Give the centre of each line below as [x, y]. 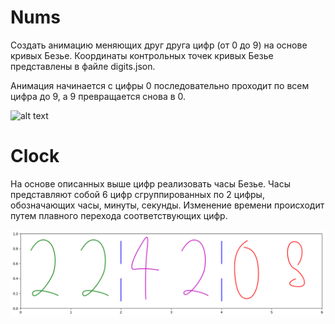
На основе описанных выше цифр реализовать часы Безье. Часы [150, 183]
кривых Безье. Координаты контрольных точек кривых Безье [142, 55]
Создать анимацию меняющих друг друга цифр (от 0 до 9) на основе [159, 45]
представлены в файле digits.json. [83, 66]
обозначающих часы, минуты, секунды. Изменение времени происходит [167, 205]
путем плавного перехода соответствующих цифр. [119, 215]
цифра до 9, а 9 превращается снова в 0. [98, 96]
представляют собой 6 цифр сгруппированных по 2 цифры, [137, 194]
